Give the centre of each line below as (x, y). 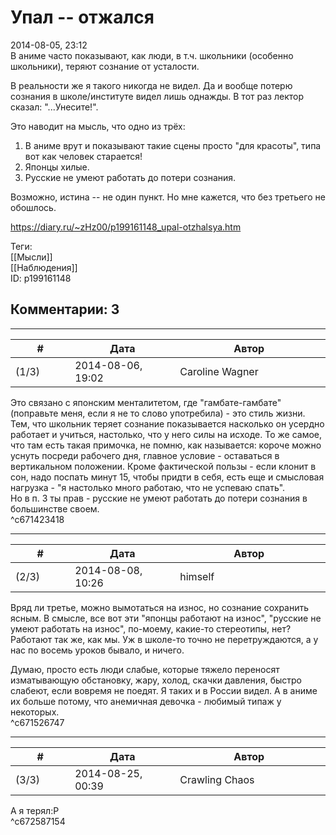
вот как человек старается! (83, 156)
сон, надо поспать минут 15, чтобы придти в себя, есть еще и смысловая (167, 477)
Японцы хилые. (57, 167)
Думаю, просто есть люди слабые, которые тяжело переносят (145, 669)
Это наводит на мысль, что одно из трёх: (98, 126)
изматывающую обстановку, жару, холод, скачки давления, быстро (156, 680)
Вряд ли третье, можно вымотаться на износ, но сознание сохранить (160, 607)
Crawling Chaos (217, 779)
